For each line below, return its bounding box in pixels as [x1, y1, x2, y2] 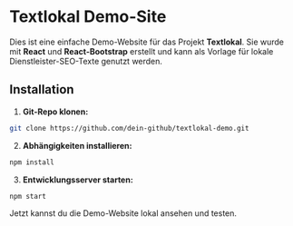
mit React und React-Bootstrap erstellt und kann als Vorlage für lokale [9, 45, 274, 56]
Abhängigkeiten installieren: [22, 140, 132, 151]
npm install [9, 157, 54, 167]
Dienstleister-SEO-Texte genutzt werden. [9, 55, 163, 66]
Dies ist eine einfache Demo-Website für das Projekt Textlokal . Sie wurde [9, 36, 284, 47]
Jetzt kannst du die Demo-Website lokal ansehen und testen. [9, 208, 238, 219]
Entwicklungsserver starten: [22, 174, 133, 185]
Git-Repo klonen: [22, 106, 89, 117]
